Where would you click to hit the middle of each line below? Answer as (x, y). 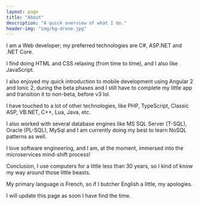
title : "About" (25, 17)
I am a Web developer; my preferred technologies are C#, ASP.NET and (94, 46)
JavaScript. (20, 70)
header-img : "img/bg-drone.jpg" (46, 28)
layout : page (22, 12)
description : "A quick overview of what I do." (67, 23)
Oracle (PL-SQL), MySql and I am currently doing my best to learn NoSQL (97, 130)
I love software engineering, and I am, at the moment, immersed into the (95, 148)
